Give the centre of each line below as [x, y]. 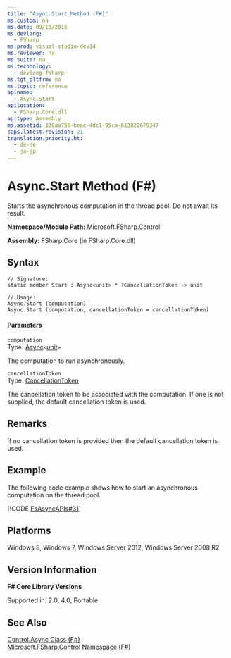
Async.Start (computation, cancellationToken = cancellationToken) [108, 310]
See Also [27, 622]
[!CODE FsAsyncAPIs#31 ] [44, 509]
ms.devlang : [25, 33]
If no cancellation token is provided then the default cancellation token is [113, 440]
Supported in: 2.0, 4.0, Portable [53, 600]
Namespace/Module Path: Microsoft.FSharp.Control [84, 227]
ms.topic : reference [38, 86]
